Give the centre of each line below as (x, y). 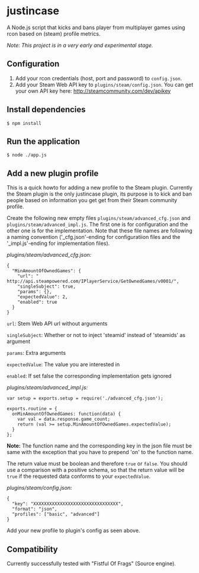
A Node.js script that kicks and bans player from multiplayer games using (96, 27)
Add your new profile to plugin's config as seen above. (73, 531)
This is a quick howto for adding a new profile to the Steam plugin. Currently (100, 188)
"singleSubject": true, (47, 286)
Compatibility (32, 549)
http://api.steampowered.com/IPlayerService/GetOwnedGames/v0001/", (93, 281)
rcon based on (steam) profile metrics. (54, 33)
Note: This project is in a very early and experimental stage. (80, 45)
